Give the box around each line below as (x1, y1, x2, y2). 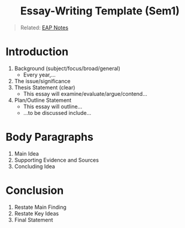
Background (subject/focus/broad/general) (14, 65, 121, 72)
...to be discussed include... (23, 109, 92, 116)
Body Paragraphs (5, 130, 94, 144)
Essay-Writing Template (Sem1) (20, 4, 180, 18)
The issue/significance (14, 77, 71, 84)
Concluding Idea (14, 163, 55, 170)
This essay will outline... (23, 103, 83, 110)
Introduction (5, 45, 69, 59)
